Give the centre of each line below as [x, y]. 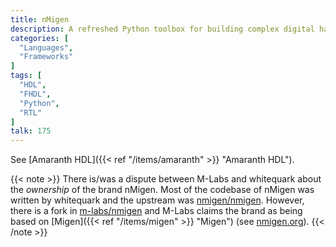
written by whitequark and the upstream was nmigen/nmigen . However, [157, 200]
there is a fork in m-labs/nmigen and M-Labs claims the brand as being [156, 211]
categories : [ [40, 38]
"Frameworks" [46, 57]
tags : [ [26, 76]
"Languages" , [46, 47]
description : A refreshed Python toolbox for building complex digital [162, 29]
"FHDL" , [35, 94]
